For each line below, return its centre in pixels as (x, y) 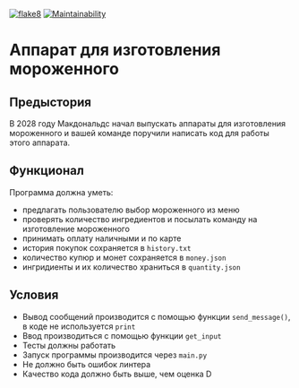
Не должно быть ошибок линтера (86, 364)
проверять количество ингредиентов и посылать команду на (140, 219)
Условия (34, 295)
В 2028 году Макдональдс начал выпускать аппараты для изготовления (148, 124)
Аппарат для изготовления (115, 50)
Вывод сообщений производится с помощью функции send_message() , (156, 316)
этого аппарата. (40, 142)
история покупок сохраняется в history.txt (107, 247)
